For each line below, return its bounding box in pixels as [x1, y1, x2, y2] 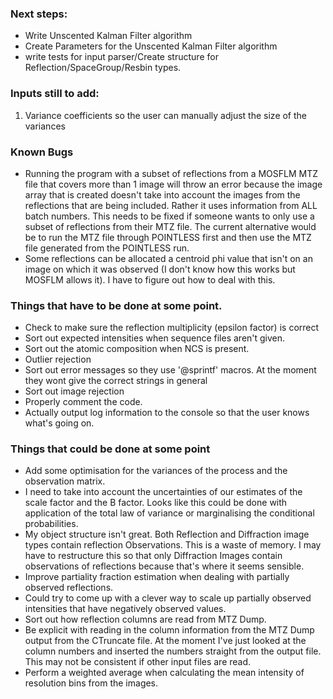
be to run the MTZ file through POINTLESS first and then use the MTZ [24, 231, 312, 243]
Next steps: [10, 7, 68, 21]
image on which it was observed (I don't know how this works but [24, 263, 296, 275]
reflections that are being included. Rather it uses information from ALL [24, 199, 318, 211]
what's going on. [24, 417, 95, 429]
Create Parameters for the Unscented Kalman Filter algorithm [24, 40, 278, 52]
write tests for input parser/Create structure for [24, 51, 219, 63]
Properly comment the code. [24, 396, 143, 408]
